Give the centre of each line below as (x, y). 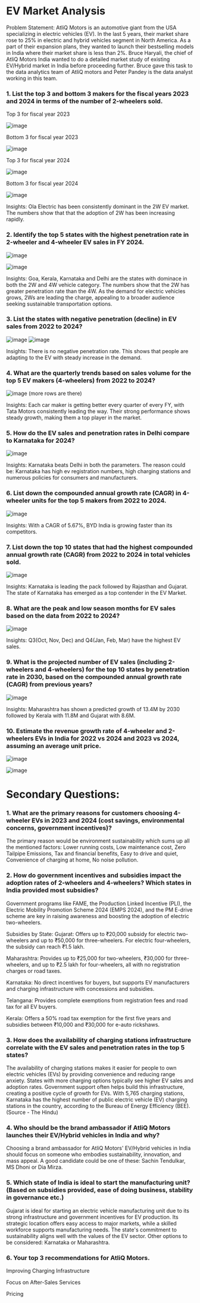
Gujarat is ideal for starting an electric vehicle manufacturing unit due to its (98, 1211)
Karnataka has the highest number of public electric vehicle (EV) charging (97, 1100)
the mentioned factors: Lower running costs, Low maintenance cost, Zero (96, 847)
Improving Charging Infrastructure (48, 1270)
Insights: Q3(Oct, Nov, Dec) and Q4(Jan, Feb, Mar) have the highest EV (93, 640)
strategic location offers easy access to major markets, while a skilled (91, 1223)
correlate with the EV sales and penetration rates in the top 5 (96, 1047)
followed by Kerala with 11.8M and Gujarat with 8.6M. (71, 715)
